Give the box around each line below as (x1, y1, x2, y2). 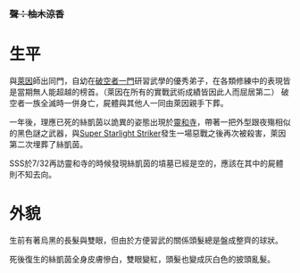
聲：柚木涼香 (9, 7, 65, 20)
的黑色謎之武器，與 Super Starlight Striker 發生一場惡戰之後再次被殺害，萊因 (9, 128, 287, 138)
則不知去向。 (9, 169, 56, 179)
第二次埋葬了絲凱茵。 (9, 138, 87, 149)
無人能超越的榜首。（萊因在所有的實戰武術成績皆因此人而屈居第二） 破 (32, 87, 289, 97)
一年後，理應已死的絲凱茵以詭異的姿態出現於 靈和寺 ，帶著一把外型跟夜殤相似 (9, 116, 291, 127)
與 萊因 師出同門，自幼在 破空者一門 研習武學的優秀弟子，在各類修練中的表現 (9, 75, 283, 86)
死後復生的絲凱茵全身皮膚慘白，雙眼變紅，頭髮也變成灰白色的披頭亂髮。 (9, 253, 275, 264)
